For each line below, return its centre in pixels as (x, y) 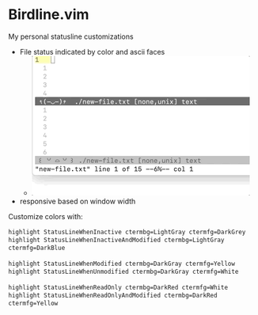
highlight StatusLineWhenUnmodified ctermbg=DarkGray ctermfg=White (123, 271)
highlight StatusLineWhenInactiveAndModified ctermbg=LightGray (116, 240)
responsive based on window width (78, 201)
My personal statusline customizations (71, 36)
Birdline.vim (49, 15)
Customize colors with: (46, 216)
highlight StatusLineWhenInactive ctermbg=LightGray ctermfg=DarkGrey (127, 232)
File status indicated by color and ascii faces (92, 51)
